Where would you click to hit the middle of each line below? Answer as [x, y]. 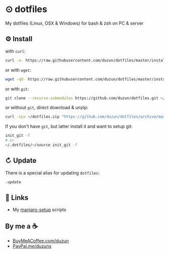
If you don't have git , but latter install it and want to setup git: [69, 126]
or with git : [17, 89]
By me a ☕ [22, 226]
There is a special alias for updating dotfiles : [52, 173]
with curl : [16, 51]
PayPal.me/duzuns [32, 246]
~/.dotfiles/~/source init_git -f [41, 145]
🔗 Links [17, 197]
